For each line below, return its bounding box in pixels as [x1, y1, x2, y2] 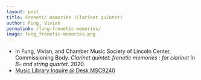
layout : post [6, 8, 39, 15]
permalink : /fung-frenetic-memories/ [6, 25, 101, 32]
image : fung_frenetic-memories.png [6, 31, 96, 37]
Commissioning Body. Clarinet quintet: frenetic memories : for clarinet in [14, 54, 195, 61]
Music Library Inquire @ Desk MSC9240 [14, 67, 116, 74]
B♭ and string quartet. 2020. [14, 61, 86, 68]
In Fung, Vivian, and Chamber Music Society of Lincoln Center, [14, 48, 171, 55]
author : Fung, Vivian [6, 20, 61, 26]
